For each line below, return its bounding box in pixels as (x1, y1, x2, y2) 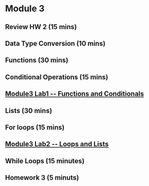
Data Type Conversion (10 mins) (5, 39, 106, 47)
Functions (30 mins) (5, 56, 69, 65)
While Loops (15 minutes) (5, 156, 85, 165)
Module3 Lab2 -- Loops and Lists (5, 140, 109, 149)
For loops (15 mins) (5, 123, 65, 131)
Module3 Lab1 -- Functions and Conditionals (5, 90, 144, 98)
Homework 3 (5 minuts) (5, 174, 79, 182)
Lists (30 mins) (5, 107, 52, 115)
